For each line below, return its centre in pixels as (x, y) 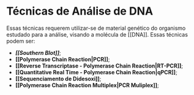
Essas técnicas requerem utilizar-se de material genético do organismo (96, 28)
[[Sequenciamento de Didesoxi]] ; (58, 79)
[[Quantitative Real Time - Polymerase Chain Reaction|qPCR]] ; (96, 72)
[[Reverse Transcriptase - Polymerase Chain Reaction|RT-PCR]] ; (99, 66)
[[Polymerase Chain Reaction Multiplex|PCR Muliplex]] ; (87, 85)
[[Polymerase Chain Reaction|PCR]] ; (62, 59)
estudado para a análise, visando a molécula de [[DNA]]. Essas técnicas (97, 34)
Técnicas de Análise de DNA (80, 11)
